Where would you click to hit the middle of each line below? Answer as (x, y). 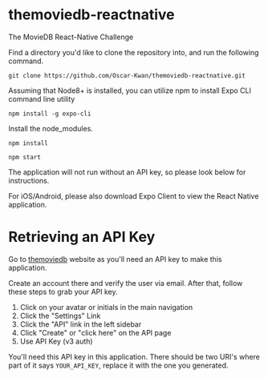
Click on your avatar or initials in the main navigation (106, 307)
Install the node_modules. (51, 128)
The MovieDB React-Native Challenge (71, 37)
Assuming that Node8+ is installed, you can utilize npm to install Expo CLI (130, 90)
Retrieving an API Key (82, 237)
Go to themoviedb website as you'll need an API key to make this (115, 259)
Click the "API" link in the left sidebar (81, 324)
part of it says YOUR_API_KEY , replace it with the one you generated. (118, 365)
